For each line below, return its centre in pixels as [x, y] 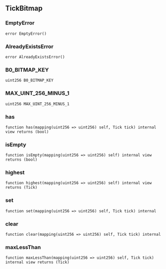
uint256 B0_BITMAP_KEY [29, 81]
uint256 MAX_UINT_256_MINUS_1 [38, 104]
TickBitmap [24, 8]
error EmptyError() [26, 33]
